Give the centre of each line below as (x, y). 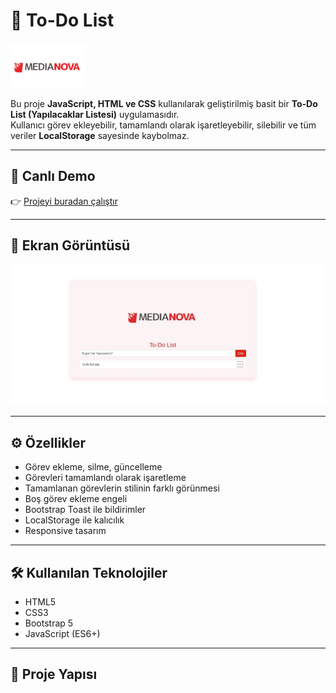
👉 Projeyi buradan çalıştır (64, 201)
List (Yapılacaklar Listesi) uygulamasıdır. (95, 114)
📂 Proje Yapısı (54, 674)
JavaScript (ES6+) (62, 634)
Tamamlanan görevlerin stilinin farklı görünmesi (122, 488)
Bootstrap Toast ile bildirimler (85, 510)
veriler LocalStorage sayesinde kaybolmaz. (100, 135)
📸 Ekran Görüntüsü (70, 245)
